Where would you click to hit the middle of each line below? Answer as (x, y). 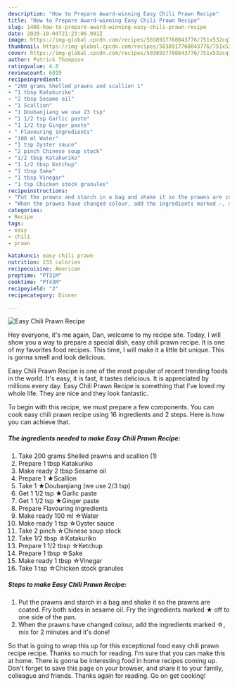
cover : (18, 54)
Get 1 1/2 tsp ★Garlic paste (57, 493)
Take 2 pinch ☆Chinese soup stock (70, 531)
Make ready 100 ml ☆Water (58, 516)
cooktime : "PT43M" (35, 282)
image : (18, 40)
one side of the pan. (47, 617)
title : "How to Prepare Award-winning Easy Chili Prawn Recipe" (104, 20)
